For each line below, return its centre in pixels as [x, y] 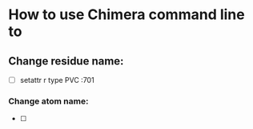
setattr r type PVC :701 [57, 80]
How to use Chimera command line [127, 15]
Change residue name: [66, 61]
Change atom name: [48, 101]
